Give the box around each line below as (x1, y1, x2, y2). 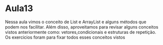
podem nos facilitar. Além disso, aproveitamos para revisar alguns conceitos (5, 24, 159, 30)
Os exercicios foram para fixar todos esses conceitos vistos (5, 34, 125, 40)
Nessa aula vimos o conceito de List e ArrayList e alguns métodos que (5, 19, 146, 25)
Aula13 (5, 3, 33, 14)
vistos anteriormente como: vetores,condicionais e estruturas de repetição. (5, 29, 157, 35)
